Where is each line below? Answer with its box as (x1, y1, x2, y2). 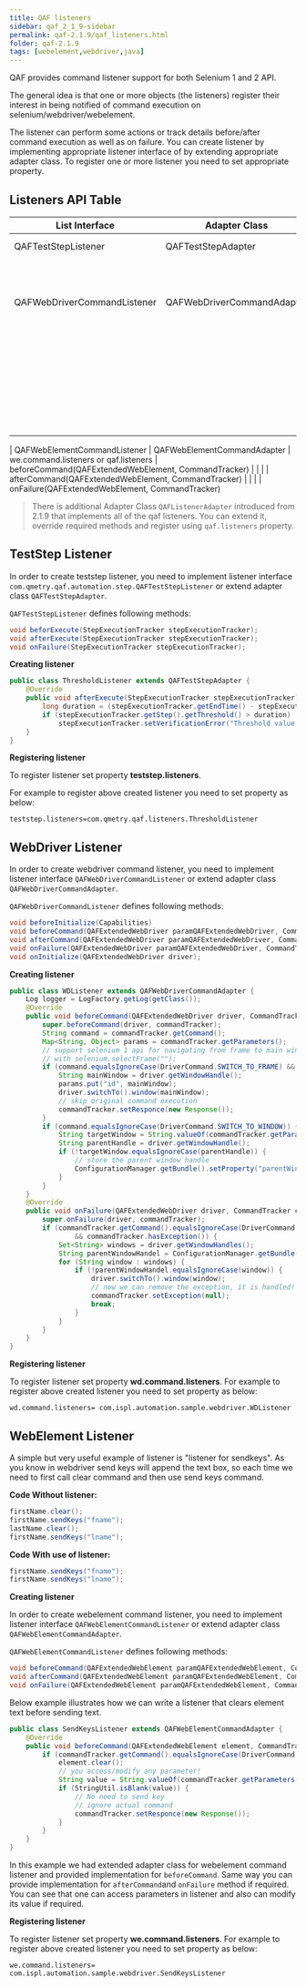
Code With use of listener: (9, 1549, 111, 1560)
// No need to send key (74, 1792, 166, 1801)
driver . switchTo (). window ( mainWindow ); (57, 1088, 209, 1098)
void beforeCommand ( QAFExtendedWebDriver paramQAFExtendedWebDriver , (9, 927, 280, 937)
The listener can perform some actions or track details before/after (9, 127, 260, 138)
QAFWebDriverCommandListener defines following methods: (9, 901, 224, 912)
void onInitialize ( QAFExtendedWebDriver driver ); (9, 952, 202, 961)
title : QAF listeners (9, 13, 92, 23)
